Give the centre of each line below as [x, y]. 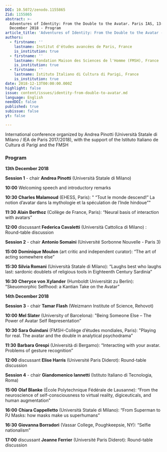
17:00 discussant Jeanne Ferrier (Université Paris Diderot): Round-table [79, 440]
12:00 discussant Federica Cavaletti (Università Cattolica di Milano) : [76, 227]
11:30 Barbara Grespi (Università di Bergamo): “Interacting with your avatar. [83, 345]
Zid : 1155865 [19, 14]
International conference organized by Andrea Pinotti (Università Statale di [81, 134]
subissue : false [22, 111]
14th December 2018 [27, 296]
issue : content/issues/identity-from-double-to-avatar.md [66, 93]
